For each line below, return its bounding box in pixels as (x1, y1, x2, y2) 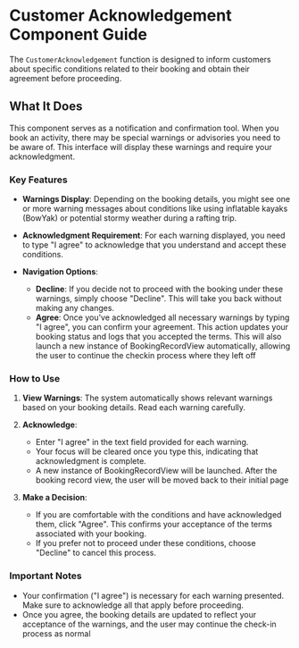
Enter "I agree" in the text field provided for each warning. (35, 437, 249, 448)
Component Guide (9, 24, 148, 45)
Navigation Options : (21, 266, 98, 277)
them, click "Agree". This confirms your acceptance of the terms (35, 519, 272, 530)
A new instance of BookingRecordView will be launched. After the (35, 466, 278, 476)
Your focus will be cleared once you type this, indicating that (35, 446, 259, 457)
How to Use (9, 372, 61, 384)
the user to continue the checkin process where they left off (35, 350, 256, 361)
